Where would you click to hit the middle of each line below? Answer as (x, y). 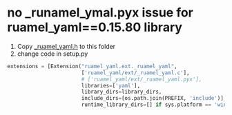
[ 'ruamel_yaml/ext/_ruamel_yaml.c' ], (135, 73)
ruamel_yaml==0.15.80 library (95, 27)
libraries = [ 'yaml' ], (110, 85)
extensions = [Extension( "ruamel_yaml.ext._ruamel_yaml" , (92, 66)
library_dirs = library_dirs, (122, 92)
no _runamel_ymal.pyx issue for (100, 13)
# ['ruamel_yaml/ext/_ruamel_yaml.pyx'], (142, 79)
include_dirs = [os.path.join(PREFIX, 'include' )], (154, 98)
